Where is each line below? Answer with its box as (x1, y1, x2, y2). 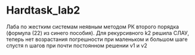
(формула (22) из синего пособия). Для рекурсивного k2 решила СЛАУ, (6, 29, 190, 36)
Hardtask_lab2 (6, 4, 81, 17)
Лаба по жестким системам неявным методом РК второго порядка (6, 23, 179, 30)
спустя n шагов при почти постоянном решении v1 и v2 (6, 42, 147, 49)
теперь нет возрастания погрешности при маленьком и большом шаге (6, 35, 188, 43)
